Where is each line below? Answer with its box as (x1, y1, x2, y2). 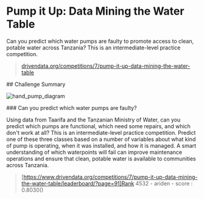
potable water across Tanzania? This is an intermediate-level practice (6, 44, 181, 51)
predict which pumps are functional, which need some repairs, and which (6, 122, 191, 129)
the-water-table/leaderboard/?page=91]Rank (21, 179, 135, 187)
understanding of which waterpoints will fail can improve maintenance (6, 148, 183, 156)
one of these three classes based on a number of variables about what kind (6, 136, 196, 143)
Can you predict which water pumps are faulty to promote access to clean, (6, 37, 194, 45)
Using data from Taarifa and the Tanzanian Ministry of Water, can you (6, 116, 181, 123)
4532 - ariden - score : (135, 179, 193, 187)
